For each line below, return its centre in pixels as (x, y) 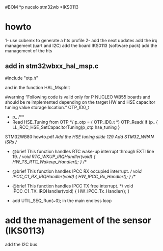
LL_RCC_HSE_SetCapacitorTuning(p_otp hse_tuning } (66, 127)
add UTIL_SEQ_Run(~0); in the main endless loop (62, 201)
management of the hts (29, 50)
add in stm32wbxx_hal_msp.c (52, 66)
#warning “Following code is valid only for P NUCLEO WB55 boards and (78, 97)
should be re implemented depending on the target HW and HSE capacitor (80, 102)
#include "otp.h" (22, 78)
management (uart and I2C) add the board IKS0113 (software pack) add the (81, 46)
